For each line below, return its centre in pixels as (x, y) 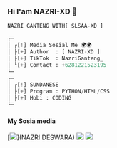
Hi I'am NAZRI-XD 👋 (42, 11)
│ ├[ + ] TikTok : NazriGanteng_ (55, 58)
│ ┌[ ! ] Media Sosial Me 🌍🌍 (50, 46)
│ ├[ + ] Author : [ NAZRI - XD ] (54, 52)
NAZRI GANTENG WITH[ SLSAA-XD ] (55, 26)
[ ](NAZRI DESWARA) (41, 137)
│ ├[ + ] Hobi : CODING (40, 98)
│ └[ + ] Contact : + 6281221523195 (57, 65)
